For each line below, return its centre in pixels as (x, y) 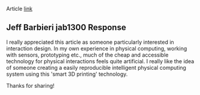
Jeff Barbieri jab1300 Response (66, 27)
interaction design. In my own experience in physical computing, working (97, 48)
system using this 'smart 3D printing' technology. (67, 74)
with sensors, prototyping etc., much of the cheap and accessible (87, 55)
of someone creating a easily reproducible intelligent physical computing (96, 67)
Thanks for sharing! (31, 85)
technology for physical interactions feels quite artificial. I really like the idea (100, 61)
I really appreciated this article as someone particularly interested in (90, 42)
